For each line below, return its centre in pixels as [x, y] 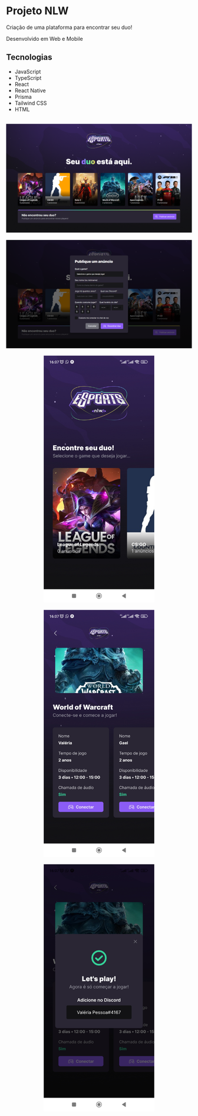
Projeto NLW [37, 11]
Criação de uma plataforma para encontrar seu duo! [69, 27]
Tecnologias [29, 57]
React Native [30, 90]
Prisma [23, 96]
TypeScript [28, 77]
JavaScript [28, 72]
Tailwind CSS [31, 103]
